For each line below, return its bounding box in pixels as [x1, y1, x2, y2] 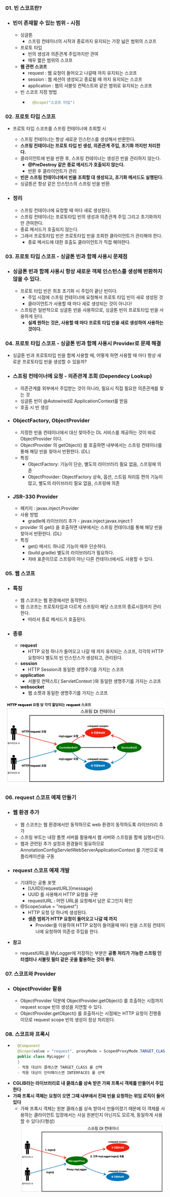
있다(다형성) [31, 1118, 55, 1124]
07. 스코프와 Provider [5, 970, 56, 977]
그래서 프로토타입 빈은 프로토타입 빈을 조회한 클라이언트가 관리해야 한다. [20, 232, 163, 239]
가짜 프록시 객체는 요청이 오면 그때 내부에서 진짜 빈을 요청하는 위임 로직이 [12, 1092, 156, 1099]
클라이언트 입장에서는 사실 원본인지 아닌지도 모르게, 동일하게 [33, 1112, 153, 1118]
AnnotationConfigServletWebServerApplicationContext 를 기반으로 [20, 847, 158, 853]
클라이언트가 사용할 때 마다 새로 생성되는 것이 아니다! [27, 301, 132, 307]
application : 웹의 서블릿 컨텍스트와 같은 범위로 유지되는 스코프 [27, 83, 152, 89]
